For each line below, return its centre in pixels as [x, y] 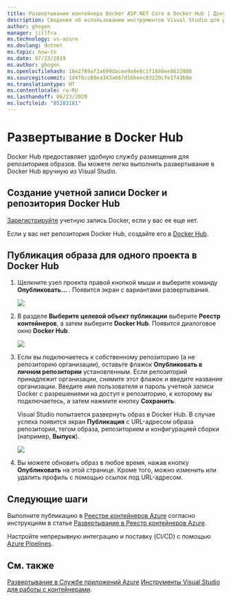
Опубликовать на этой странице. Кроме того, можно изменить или [117, 470]
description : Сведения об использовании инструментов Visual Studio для [113, 20]
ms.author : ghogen [33, 65]
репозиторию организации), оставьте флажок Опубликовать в [110, 364]
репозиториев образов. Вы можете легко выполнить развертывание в [111, 163]
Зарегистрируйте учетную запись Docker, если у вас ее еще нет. [103, 220]
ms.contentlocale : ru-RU [43, 90]
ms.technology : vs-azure [43, 39]
